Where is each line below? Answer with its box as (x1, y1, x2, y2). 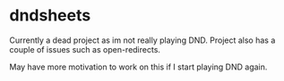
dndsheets (9, 5, 91, 26)
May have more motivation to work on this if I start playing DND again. (9, 61, 268, 72)
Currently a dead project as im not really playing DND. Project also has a (9, 35, 276, 45)
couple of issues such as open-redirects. (9, 44, 161, 54)
